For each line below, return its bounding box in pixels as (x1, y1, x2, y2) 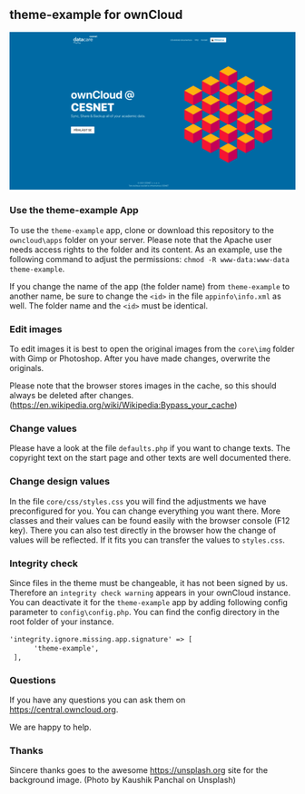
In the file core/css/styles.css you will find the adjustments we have (9, 495, 267, 506)
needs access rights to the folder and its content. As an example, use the (9, 244, 283, 255)
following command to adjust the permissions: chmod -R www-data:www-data (9, 253, 290, 264)
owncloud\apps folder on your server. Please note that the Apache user (9, 234, 272, 245)
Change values (9, 422, 77, 435)
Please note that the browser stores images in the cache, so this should (9, 380, 277, 391)
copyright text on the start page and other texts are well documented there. (9, 453, 291, 464)
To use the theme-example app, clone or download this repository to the (9, 224, 274, 235)
